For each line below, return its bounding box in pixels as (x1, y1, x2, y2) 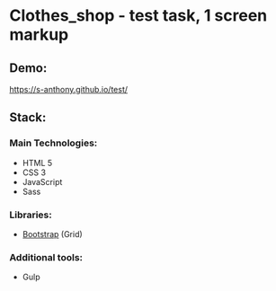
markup (9, 24, 69, 45)
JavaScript (22, 176, 63, 187)
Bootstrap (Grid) (22, 228, 83, 239)
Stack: (9, 110, 47, 126)
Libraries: (9, 208, 52, 221)
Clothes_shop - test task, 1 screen (9, 5, 268, 26)
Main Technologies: (9, 137, 98, 149)
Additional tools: (9, 251, 84, 263)
